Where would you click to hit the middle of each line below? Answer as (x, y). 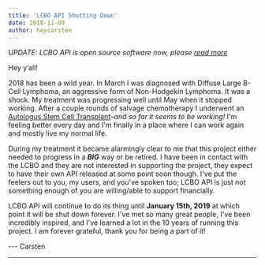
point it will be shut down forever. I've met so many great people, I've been (129, 215)
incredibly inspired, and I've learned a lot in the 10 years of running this (123, 223)
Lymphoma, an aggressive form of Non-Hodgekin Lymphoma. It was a (136, 92)
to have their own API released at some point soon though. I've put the (123, 174)
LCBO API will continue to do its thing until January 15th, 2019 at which (124, 206)
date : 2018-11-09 (37, 23)
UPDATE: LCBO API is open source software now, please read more (118, 53)
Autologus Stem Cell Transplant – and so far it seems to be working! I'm (123, 117)
